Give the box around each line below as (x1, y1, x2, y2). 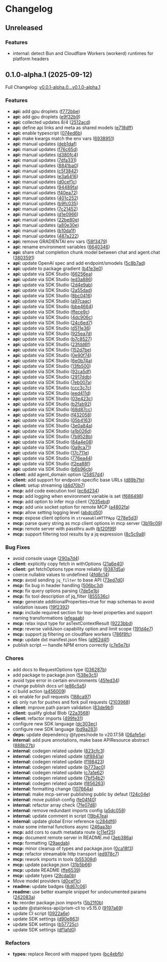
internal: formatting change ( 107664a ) (12, 786, 94, 792)
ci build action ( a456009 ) (12, 688, 66, 694)
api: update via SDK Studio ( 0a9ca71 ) (12, 444, 92, 450)
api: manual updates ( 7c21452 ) (12, 206, 78, 212)
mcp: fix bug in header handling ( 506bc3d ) (12, 583, 104, 589)
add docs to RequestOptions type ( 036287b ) (12, 666, 107, 672)
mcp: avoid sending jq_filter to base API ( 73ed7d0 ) (12, 577, 125, 583)
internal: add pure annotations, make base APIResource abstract (12, 737, 149, 743)
